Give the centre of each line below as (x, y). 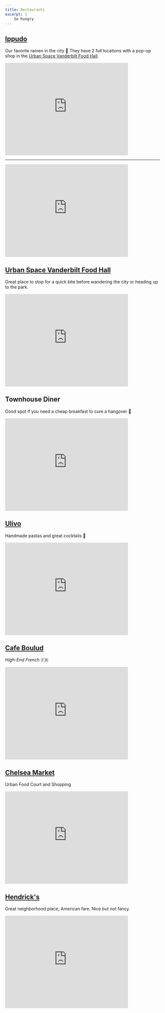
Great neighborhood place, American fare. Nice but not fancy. (68, 909)
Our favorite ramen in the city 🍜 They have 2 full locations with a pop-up (78, 51)
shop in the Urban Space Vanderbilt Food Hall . (52, 56)
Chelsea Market (30, 772)
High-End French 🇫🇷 (27, 660)
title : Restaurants (25, 10)
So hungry (24, 19)
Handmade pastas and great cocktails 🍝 (45, 536)
